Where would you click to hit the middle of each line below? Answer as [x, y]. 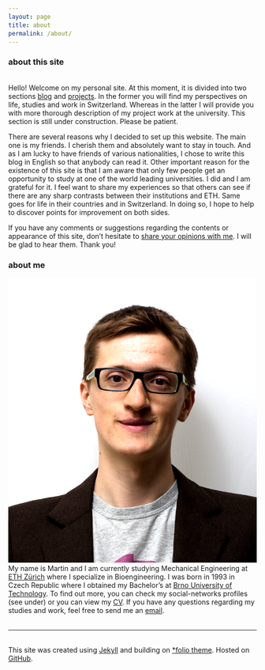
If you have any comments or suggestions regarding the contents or [118, 227]
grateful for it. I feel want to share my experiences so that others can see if [129, 187]
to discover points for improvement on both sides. [89, 212]
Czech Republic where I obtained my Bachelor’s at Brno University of [120, 585]
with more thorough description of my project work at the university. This [127, 113]
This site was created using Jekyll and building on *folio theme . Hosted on [129, 650]
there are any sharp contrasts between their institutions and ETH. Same [124, 195]
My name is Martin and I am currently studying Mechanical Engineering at [128, 569]
